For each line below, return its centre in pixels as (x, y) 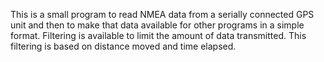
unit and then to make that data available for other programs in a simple (157, 25)
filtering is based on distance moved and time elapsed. (123, 46)
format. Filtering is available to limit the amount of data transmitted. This (158, 35)
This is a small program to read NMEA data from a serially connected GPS (162, 14)
